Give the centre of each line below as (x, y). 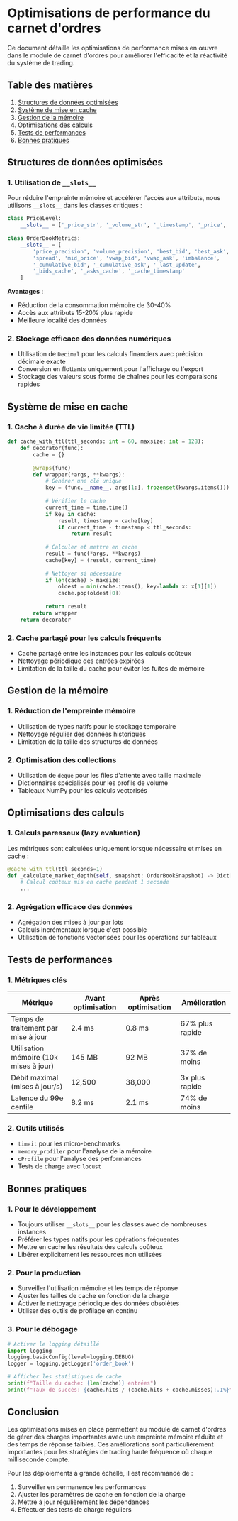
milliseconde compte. (39, 1459)
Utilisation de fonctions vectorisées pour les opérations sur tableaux (117, 938)
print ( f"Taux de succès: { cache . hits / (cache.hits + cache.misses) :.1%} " (120, 1390)
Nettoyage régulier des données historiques (82, 734)
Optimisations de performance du (109, 13)
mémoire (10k (34, 1058)
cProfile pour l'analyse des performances (79, 1159)
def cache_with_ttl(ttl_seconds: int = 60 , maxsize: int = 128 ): (106, 441)
